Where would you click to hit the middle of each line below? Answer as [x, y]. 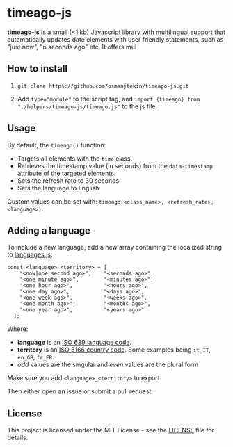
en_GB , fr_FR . [35, 357]
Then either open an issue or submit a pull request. [80, 391]
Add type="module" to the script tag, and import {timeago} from [109, 99]
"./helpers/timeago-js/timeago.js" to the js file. [87, 106]
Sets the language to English [58, 188]
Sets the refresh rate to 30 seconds [68, 180]
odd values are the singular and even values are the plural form [108, 365]
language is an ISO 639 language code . [74, 343]
